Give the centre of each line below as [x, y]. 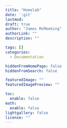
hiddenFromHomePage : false [33, 66]
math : [11, 103]
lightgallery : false [27, 113]
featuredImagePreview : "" [32, 85]
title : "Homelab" [23, 10]
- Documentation [27, 57]
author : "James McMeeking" [33, 29]
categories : [18, 52]
